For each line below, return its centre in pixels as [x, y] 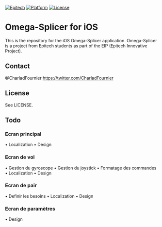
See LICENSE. [19, 105]
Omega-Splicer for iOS [52, 27]
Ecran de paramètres [30, 209]
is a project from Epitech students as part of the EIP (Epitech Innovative [76, 46]
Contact [17, 66]
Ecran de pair [21, 186]
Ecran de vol [20, 157]
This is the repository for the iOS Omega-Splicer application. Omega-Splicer [81, 40]
